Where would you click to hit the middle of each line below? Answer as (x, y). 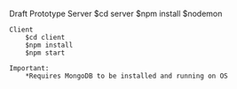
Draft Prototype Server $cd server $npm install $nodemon (116, 14)
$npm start (45, 53)
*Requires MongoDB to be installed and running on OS (126, 76)
